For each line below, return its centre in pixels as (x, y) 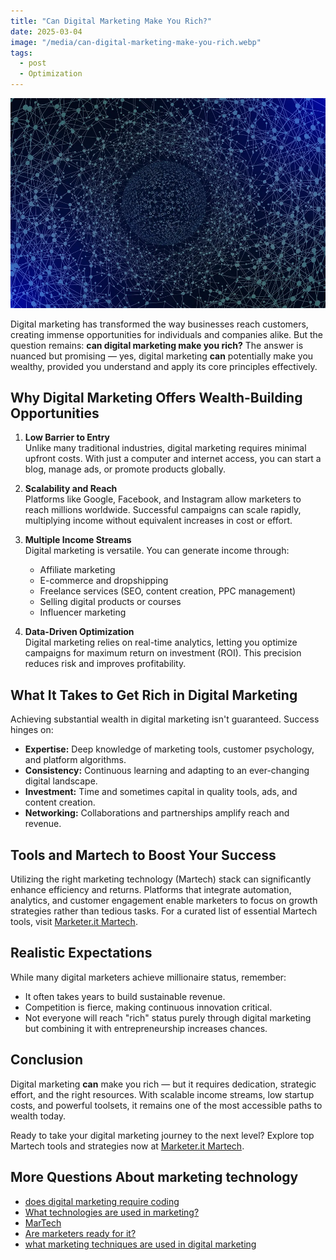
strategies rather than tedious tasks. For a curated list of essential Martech (164, 911)
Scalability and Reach (71, 489)
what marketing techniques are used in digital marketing (140, 1244)
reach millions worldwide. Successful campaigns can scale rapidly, (163, 510)
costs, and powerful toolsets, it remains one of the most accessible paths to (166, 1105)
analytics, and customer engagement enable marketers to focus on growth (164, 901)
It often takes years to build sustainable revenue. (125, 996)
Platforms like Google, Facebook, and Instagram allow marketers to (163, 499)
